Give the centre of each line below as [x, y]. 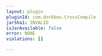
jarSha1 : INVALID [27, 22]
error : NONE [21, 34]
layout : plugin [25, 11]
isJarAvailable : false [34, 28]
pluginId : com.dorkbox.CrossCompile [51, 17]
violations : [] [25, 39]
